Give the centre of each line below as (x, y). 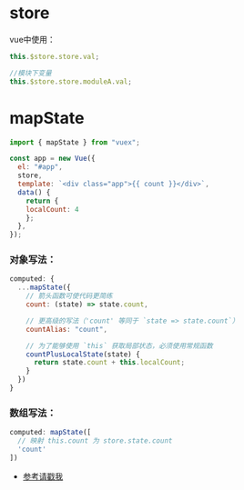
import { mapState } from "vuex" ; (75, 142)
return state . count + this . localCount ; (109, 363)
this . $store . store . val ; (55, 56)
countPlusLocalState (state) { (83, 354)
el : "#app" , (41, 167)
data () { (34, 192)
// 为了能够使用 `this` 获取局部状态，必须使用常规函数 (120, 345)
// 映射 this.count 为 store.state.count (95, 441)
